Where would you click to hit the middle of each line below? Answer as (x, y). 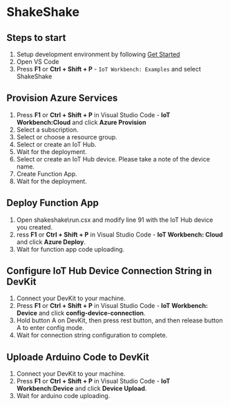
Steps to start (36, 38)
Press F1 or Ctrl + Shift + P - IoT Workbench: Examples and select (109, 69)
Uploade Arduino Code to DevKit (78, 357)
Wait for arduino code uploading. (63, 396)
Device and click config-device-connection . (81, 313)
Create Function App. (47, 173)
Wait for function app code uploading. (70, 249)
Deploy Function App (53, 203)
